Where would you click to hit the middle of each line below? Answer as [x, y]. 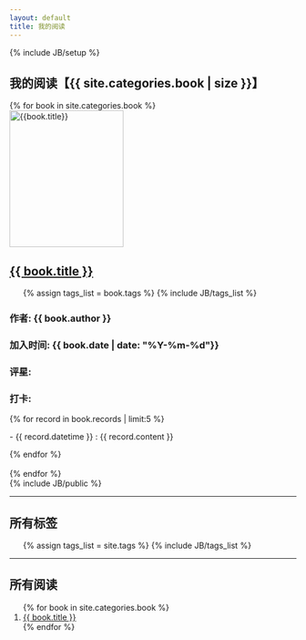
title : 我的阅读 [37, 26]
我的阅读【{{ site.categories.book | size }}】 [137, 83]
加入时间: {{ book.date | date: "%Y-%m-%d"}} [114, 345]
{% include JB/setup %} [55, 52]
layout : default [40, 18]
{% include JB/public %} [56, 483]
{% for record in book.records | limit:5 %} [87, 419]
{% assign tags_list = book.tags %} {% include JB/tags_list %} [140, 294]
